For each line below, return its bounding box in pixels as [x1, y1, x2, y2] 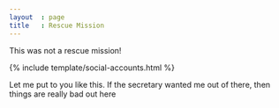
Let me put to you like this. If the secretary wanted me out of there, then [9, 79, 271, 90]
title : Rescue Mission [9, 21, 104, 30]
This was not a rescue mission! [9, 45, 122, 55]
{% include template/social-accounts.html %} [9, 62, 175, 73]
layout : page [9, 12, 65, 22]
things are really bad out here [9, 89, 117, 99]
